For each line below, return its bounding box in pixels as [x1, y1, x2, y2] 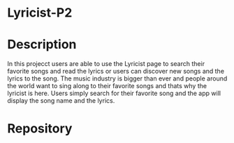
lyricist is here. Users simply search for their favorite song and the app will [7, 89, 221, 98]
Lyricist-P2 [7, 5, 73, 21]
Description [7, 37, 77, 53]
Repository [7, 121, 73, 137]
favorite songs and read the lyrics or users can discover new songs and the [7, 67, 225, 76]
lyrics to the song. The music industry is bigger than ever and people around [7, 74, 228, 83]
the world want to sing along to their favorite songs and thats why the [7, 82, 207, 90]
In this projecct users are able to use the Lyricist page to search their [7, 60, 205, 68]
